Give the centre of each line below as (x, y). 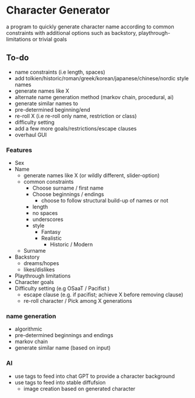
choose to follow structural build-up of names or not (105, 201)
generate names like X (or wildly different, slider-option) (92, 175)
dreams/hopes (41, 263)
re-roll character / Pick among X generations (78, 301)
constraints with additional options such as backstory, (72, 32)
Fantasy (51, 232)
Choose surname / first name (68, 188)
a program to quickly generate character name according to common (90, 27)
